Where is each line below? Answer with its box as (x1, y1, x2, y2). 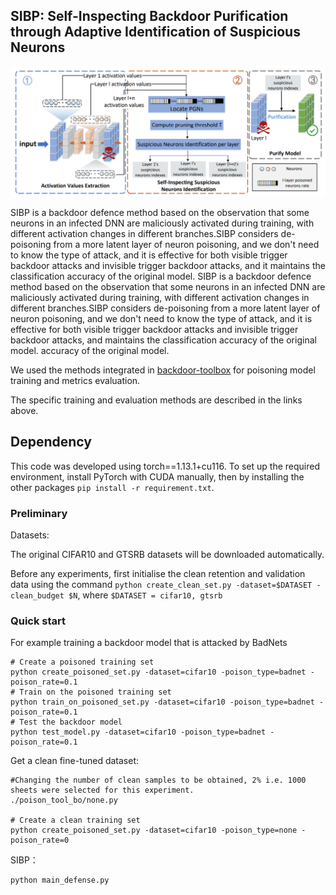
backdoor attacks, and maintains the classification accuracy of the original (10, 334, 317, 346)
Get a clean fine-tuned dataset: (10, 755, 140, 767)
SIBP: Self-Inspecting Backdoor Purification (10, 8, 289, 25)
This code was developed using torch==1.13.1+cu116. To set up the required (10, 460, 320, 472)
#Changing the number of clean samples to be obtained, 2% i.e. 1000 (10, 775, 307, 786)
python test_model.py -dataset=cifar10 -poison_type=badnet (10, 727, 267, 738)
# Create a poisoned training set (10, 657, 155, 668)
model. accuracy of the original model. (10, 345, 170, 356)
